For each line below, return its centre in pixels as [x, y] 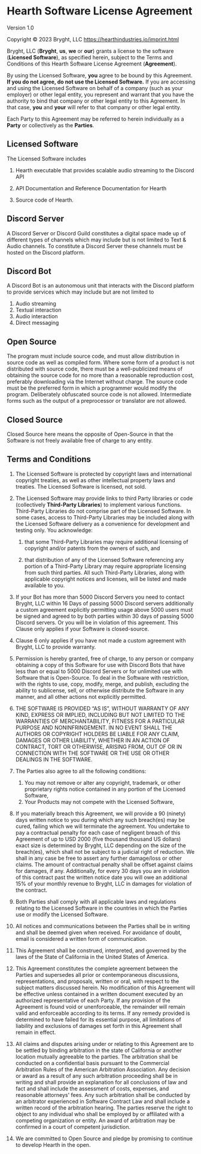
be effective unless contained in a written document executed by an [99, 994]
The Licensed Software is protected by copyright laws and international [103, 474]
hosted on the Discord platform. [46, 252]
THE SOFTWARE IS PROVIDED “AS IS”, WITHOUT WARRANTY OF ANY [102, 708]
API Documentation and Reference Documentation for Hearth [91, 188]
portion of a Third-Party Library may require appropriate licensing [105, 566]
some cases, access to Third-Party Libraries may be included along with [105, 517]
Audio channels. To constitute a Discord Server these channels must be [95, 246]
